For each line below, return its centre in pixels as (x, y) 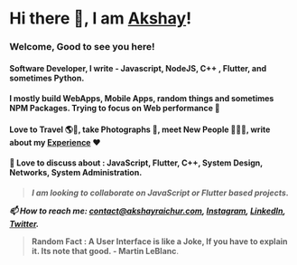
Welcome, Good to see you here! (82, 47)
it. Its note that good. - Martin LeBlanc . (105, 251)
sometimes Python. (47, 78)
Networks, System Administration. (76, 173)
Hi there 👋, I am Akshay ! (101, 19)
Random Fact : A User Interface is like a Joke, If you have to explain (159, 241)
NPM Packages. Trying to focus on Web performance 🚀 (115, 109)
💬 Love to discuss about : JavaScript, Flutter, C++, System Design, (136, 163)
